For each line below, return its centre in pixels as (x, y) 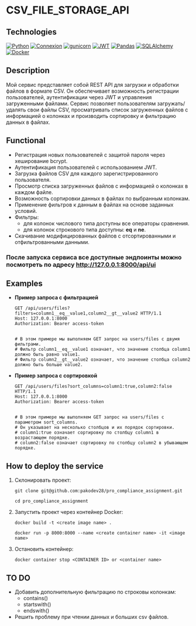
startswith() (37, 604)
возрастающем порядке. (42, 438)
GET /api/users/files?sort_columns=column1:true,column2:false (93, 387)
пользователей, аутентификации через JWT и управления (79, 97)
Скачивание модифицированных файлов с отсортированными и (95, 236)
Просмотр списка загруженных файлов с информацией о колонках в (101, 186)
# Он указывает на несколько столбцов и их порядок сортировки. (94, 428)
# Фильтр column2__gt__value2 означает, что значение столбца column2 (102, 360)
